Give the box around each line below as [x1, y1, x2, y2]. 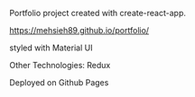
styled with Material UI [9, 42, 93, 53]
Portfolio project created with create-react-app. [9, 8, 187, 18]
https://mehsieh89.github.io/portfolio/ [9, 25, 150, 35]
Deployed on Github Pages [9, 77, 109, 88]
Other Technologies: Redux [9, 60, 111, 70]
